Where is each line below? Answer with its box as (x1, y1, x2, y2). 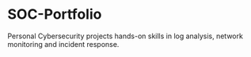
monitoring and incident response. (7, 39, 120, 48)
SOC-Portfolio (7, 5, 102, 23)
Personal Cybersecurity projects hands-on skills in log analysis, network (7, 31, 243, 41)
